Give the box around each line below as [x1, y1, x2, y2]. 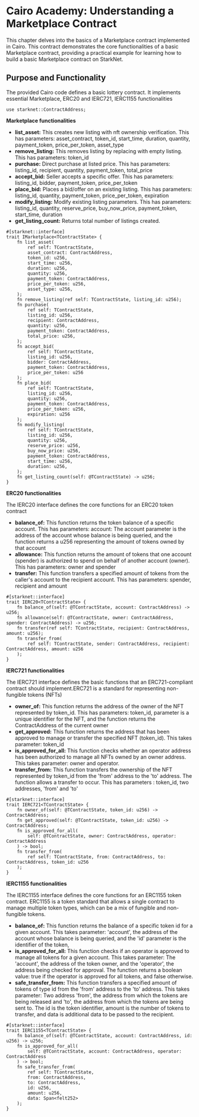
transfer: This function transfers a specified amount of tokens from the [14, 569, 189, 576]
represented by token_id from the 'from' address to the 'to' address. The [14, 772, 192, 779]
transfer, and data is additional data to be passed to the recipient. [14, 1010, 175, 1017]
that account [14, 544, 46, 551]
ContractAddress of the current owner [14, 721, 109, 728]
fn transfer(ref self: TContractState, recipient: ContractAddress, [17, 625, 190, 631]
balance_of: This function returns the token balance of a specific [14, 519, 175, 526]
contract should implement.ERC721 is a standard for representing [6, 684, 166, 692]
